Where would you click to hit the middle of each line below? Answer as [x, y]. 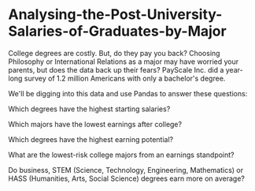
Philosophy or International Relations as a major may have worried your [124, 62]
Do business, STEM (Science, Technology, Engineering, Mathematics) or [126, 170]
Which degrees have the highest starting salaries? [89, 109]
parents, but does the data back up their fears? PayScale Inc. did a [116, 69]
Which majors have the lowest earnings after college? [95, 124]
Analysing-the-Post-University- [115, 15]
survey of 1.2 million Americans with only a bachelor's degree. [125, 78]
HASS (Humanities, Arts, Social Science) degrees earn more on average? [127, 178]
